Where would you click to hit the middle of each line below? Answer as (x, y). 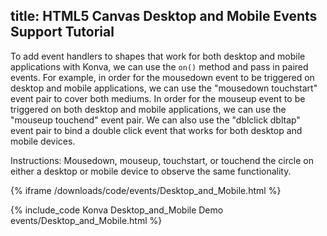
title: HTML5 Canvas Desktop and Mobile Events (164, 16)
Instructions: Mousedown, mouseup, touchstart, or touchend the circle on (162, 160)
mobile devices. (43, 141)
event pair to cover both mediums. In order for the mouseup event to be (158, 98)
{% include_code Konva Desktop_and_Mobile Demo (117, 210)
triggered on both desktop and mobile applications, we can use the (148, 109)
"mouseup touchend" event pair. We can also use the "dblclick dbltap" (155, 120)
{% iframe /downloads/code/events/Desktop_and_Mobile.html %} (146, 190)
